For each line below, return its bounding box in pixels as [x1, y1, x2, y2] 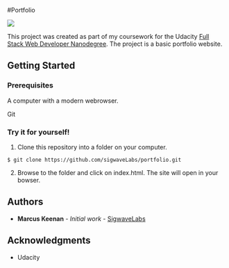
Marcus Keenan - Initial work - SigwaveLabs [17, 215, 146, 223]
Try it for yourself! [7, 127, 70, 137]
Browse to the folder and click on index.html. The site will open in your [17, 168, 219, 176]
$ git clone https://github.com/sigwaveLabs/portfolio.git [7, 156, 182, 163]
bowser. [17, 176, 40, 184]
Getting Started [7, 60, 76, 72]
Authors [7, 196, 44, 208]
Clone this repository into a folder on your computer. [17, 142, 168, 151]
